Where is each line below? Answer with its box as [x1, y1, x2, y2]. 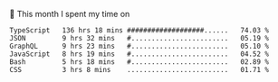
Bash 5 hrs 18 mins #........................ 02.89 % [9, 58, 270, 67]
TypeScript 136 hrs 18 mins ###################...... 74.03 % [9, 26, 270, 35]
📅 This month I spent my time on [9, 9, 130, 19]
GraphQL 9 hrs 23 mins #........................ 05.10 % [9, 41, 270, 50]
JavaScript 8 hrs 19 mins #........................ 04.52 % [9, 50, 270, 59]
